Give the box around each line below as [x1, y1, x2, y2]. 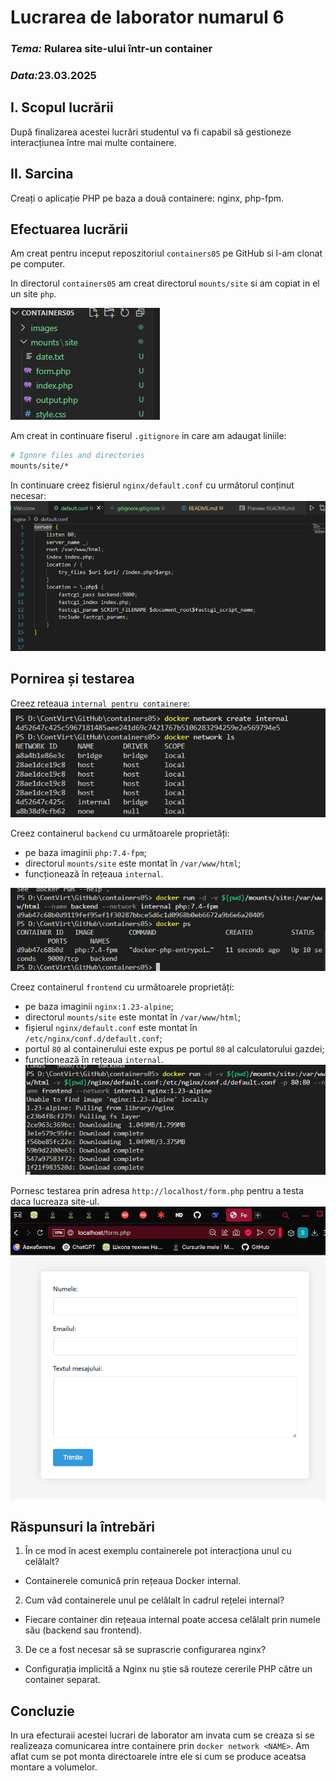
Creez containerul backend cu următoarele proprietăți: [10, 827, 230, 839]
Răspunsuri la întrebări [10, 1519, 155, 1536]
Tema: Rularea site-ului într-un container [10, 42, 213, 56]
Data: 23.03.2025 [10, 69, 97, 83]
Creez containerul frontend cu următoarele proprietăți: [10, 981, 235, 993]
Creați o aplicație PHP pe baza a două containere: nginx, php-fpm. [10, 192, 285, 204]
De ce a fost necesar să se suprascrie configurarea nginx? [24, 1644, 267, 1656]
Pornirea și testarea [10, 671, 135, 688]
